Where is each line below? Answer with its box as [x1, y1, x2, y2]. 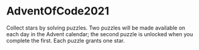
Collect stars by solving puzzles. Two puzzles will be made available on [6, 24, 186, 31]
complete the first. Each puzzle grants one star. [6, 37, 125, 44]
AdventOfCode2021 [6, 4, 110, 18]
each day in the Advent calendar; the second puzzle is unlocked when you [6, 30, 194, 37]
